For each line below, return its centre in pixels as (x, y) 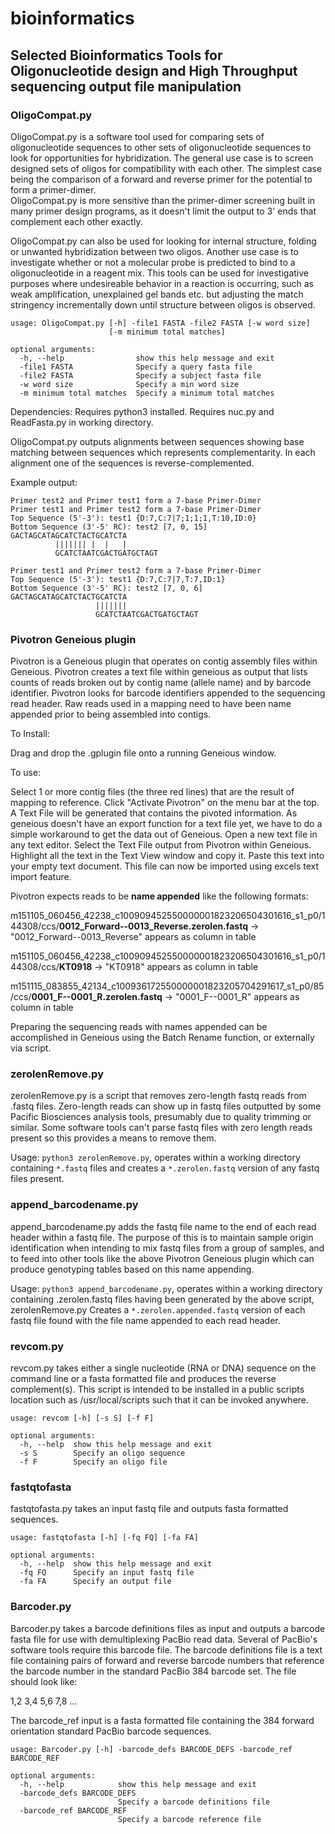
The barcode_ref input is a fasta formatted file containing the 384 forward (162, 1720)
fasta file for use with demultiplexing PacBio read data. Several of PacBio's (164, 1639)
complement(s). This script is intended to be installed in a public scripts (157, 1389)
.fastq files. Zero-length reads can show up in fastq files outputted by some (166, 1106)
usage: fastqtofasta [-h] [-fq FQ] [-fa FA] (104, 1538)
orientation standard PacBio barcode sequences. (111, 1731)
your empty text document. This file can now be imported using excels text (165, 866)
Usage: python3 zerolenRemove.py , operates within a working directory (155, 1158)
